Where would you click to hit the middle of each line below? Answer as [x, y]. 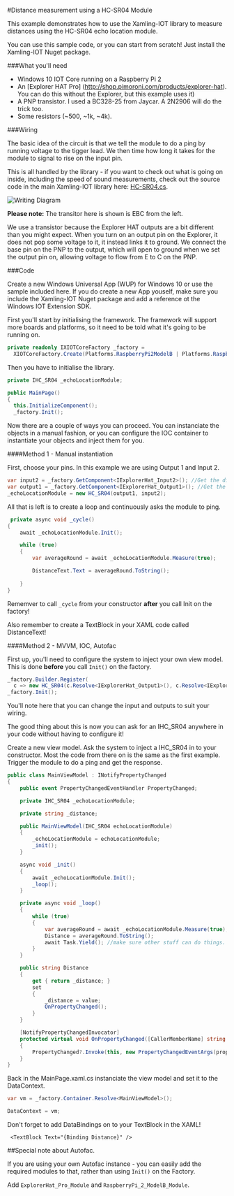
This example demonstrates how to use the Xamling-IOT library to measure [115, 23]
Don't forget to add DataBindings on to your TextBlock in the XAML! [104, 1124]
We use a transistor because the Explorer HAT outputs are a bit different [110, 227]
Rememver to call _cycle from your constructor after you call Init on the [110, 603]
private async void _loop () [60, 903]
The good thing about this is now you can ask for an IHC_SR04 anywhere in [116, 727]
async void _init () [48, 865]
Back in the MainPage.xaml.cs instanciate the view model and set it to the [112, 1079]
